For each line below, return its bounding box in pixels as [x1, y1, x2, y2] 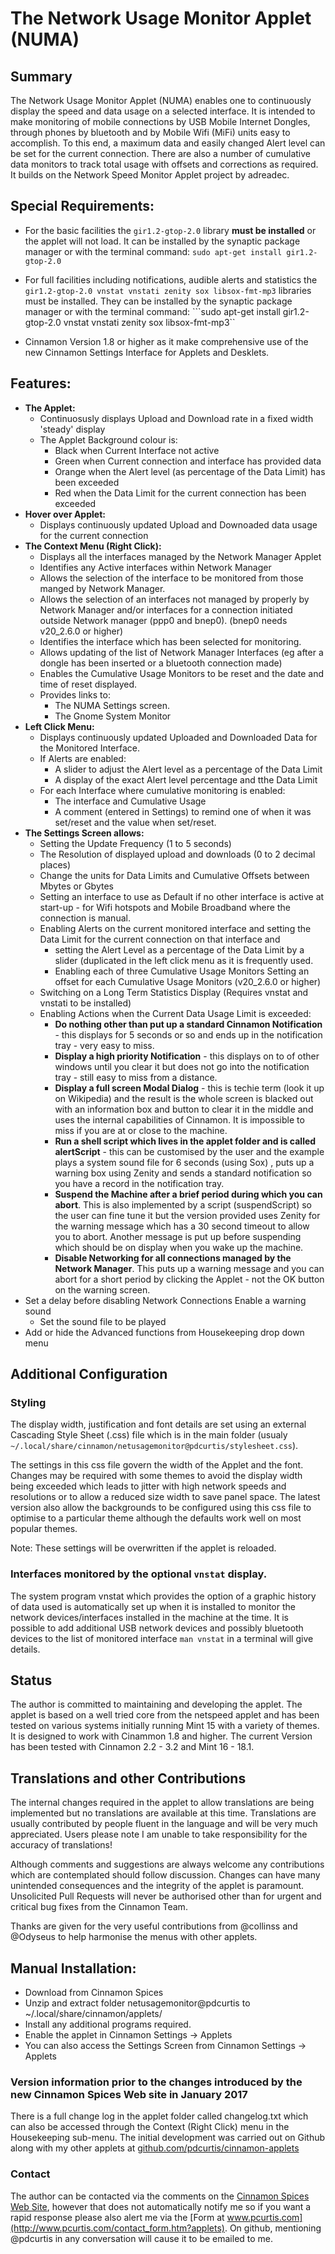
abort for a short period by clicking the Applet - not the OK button [54, 1273, 325, 1285]
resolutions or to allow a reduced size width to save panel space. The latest [10, 1491, 321, 1503]
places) [39, 858, 72, 871]
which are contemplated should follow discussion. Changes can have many [10, 1869, 321, 1881]
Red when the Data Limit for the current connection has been [54, 487, 307, 499]
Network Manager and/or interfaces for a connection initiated [39, 603, 293, 616]
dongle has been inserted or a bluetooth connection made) [39, 657, 283, 669]
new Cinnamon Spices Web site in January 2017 [10, 2087, 248, 2101]
